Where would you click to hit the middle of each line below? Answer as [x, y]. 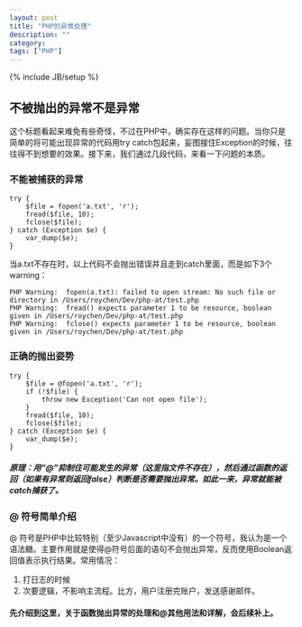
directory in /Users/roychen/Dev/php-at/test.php [105, 300]
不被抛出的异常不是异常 [74, 108]
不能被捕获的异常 [46, 179]
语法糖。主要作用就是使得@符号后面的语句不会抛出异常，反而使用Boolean [147, 548]
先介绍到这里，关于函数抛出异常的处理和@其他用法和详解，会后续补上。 [144, 613]
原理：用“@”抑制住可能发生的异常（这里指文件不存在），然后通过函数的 [144, 468]
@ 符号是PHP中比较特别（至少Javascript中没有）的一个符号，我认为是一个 [148, 538]
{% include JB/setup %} [54, 77]
